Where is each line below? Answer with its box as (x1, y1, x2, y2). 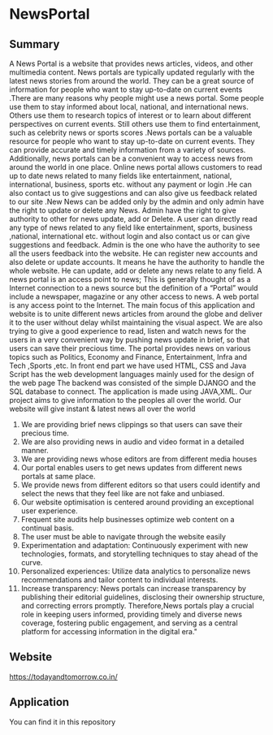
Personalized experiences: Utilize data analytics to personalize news (20, 566, 251, 576)
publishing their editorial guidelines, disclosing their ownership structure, (20, 592, 265, 602)
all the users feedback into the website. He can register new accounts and (9, 249, 258, 258)
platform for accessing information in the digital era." (20, 627, 198, 636)
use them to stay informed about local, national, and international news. (9, 102, 249, 111)
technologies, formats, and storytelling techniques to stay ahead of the (20, 549, 258, 559)
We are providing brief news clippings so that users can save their (20, 420, 243, 429)
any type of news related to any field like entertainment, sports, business (9, 223, 253, 232)
